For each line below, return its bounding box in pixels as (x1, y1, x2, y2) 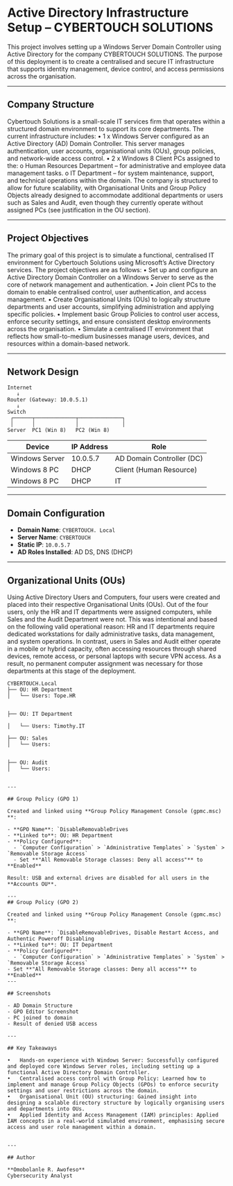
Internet (7, 384, 33, 392)
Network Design (7, 366, 79, 378)
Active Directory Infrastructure (7, 5, 189, 21)
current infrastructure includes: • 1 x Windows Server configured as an (7, 132, 209, 140)
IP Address (71, 442, 109, 452)
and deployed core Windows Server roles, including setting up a (7, 1063, 200, 1070)
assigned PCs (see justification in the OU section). (7, 206, 150, 214)
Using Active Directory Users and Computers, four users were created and (7, 593, 221, 601)
